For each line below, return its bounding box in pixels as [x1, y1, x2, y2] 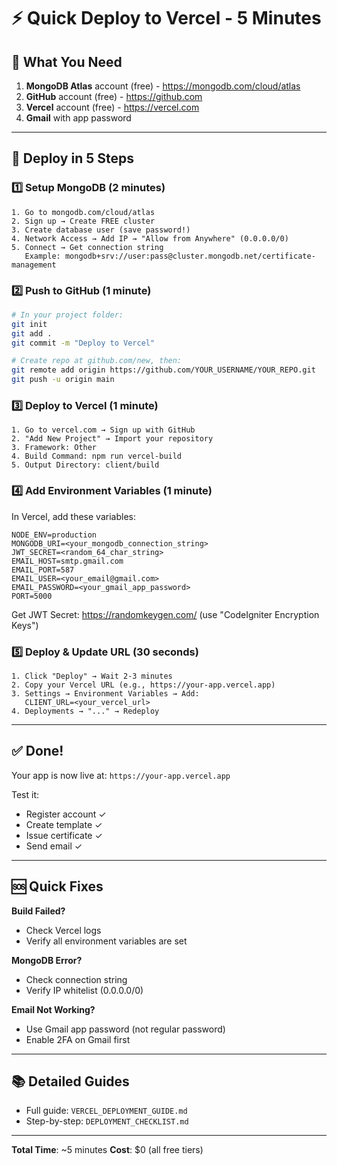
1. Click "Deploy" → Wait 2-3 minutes [11, 671, 173, 681]
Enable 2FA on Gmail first [25, 1033, 131, 1045]
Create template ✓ [25, 818, 103, 830]
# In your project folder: [11, 310, 124, 320]
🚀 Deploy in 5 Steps [11, 150, 134, 167]
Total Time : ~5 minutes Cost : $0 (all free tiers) [11, 1144, 204, 1156]
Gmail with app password [25, 112, 132, 124]
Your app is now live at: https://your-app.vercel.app [11, 769, 231, 781]
